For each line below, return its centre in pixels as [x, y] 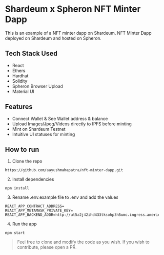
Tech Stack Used [31, 54]
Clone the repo [27, 161]
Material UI [23, 91]
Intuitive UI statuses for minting [43, 134]
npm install [17, 188]
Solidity [20, 81]
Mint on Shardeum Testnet [39, 129]
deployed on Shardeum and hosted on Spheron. [53, 38]
